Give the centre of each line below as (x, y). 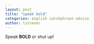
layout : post (18, 9)
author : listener (23, 23)
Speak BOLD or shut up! (30, 37)
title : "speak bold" (26, 14)
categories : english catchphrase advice (47, 18)
